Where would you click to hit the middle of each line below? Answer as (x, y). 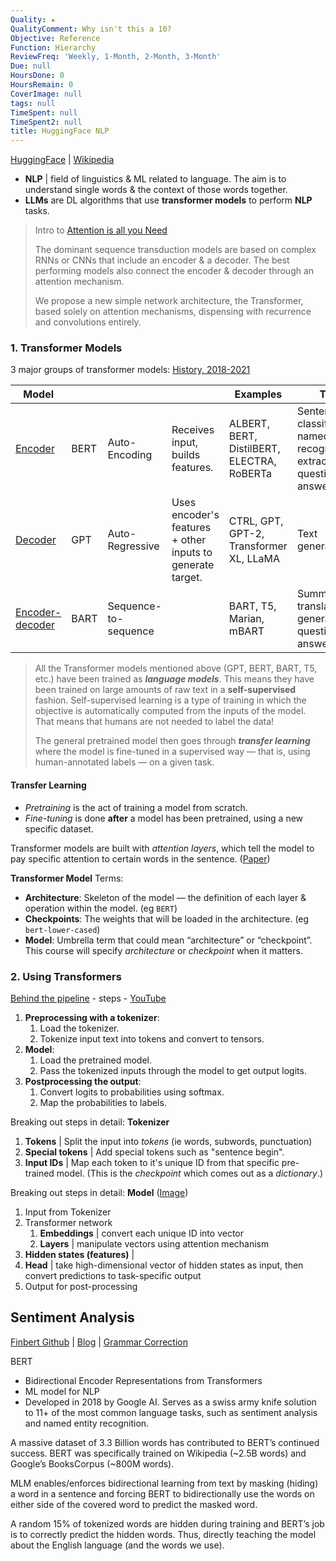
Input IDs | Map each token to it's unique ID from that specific (152, 1162)
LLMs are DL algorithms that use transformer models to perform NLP (168, 200)
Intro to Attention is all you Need (101, 230)
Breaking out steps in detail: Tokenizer (90, 1122)
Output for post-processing (81, 1286)
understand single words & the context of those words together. (156, 190)
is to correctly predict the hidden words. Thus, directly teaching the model (163, 1534)
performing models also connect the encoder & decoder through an (174, 271)
